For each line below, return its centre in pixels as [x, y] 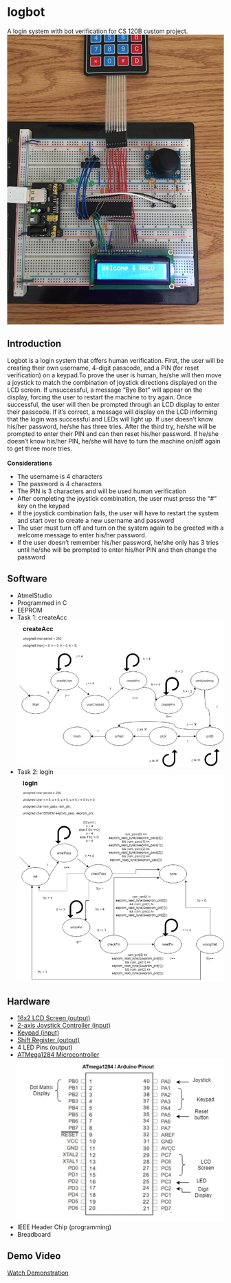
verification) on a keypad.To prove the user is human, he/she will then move [114, 375]
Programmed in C [42, 603]
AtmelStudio [34, 595]
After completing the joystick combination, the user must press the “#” [117, 498]
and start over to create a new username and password [96, 520]
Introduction [34, 344]
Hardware [29, 1001]
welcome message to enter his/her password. [82, 535]
